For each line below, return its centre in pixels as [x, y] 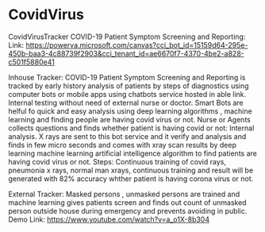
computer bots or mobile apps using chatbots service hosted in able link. [127, 94]
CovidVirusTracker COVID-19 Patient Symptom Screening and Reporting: [127, 37]
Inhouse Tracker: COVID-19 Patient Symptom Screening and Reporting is [127, 77]
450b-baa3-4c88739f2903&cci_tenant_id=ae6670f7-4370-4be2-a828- [126, 53]
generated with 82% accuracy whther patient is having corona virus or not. [131, 178]
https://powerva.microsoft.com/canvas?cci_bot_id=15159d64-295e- [137, 44]
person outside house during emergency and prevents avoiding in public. [128, 211]
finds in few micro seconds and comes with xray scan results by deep [122, 145]
